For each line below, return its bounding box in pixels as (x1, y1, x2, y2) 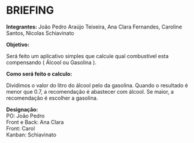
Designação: (6, 106, 39, 113)
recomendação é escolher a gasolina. (6, 94, 98, 101)
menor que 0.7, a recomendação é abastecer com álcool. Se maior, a (6, 88, 174, 95)
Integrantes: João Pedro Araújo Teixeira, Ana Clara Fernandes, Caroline (6, 23, 182, 30)
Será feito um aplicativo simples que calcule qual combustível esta (6, 52, 169, 59)
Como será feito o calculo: (6, 70, 72, 77)
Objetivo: (6, 41, 30, 48)
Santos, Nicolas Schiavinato (6, 29, 74, 36)
